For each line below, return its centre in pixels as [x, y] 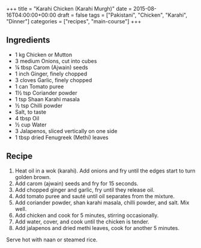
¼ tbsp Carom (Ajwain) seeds [51, 67]
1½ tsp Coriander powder [46, 93]
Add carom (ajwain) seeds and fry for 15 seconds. [76, 183]
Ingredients [28, 40]
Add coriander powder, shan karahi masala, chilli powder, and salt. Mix [102, 202]
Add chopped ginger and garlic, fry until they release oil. [85, 190]
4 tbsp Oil [27, 118]
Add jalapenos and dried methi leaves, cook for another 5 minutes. [97, 228]
